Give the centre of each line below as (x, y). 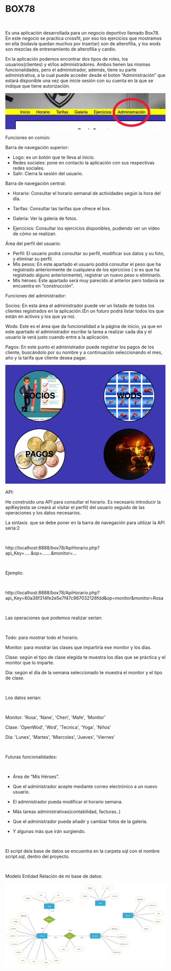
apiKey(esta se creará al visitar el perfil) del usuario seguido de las (75, 507)
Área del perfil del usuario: (33, 243)
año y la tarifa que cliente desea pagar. (46, 357)
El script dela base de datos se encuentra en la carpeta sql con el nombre (82, 851)
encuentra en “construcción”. (43, 286)
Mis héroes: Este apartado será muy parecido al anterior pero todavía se (88, 280)
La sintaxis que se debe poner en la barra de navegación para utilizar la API (85, 522)
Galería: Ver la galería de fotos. (45, 218)
